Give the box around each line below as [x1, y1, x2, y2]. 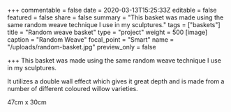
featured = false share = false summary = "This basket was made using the [7, 13, 224, 22]
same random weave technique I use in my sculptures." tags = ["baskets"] [7, 21, 221, 29]
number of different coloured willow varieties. [7, 85, 138, 93]
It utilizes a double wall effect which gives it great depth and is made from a [7, 77, 225, 86]
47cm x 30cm [7, 98, 47, 106]
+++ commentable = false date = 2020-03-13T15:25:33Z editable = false [7, 6, 217, 14]
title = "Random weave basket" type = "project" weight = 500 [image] [7, 28, 208, 36]
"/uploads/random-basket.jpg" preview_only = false [7, 43, 156, 51]
